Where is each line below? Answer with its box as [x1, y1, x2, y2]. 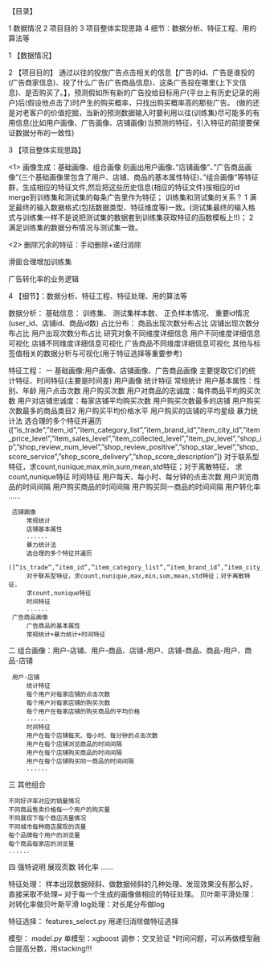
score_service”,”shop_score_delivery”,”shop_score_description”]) [8, 452, 223, 461]
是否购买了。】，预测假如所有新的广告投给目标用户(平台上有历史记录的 [25, 88, 253, 97]
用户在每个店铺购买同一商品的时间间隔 [26, 757, 134, 765]
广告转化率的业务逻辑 [8, 274, 79, 284]
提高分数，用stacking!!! [14, 944, 92, 953]
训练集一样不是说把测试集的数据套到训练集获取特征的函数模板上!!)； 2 [22, 213, 254, 222]
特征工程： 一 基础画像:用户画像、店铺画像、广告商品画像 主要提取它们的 [8, 366, 249, 375]
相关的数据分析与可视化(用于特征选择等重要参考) [22, 349, 183, 358]
